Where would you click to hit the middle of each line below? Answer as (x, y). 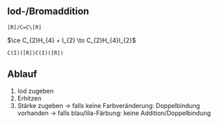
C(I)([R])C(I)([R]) (36, 53)
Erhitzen (29, 98)
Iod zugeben (36, 91)
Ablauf (22, 74)
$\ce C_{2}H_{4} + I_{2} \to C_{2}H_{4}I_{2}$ (72, 40)
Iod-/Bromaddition (48, 11)
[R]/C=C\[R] (24, 27)
